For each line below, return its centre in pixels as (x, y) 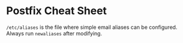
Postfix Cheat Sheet (57, 11)
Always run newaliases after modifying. (54, 33)
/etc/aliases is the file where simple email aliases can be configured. (92, 27)
